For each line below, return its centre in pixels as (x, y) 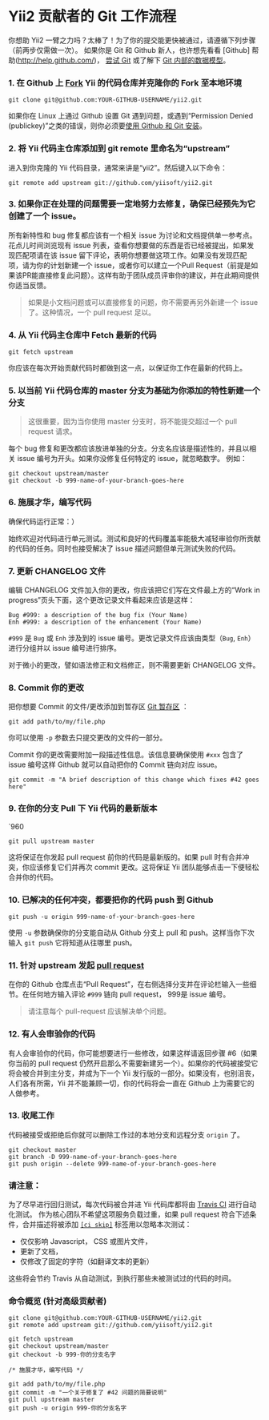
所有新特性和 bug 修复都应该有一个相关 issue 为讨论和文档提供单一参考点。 (132, 235)
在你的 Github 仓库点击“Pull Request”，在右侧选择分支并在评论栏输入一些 (129, 985)
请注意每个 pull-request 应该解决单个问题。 (99, 1011)
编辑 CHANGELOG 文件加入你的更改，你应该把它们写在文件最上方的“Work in (134, 590)
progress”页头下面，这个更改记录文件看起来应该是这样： (102, 600)
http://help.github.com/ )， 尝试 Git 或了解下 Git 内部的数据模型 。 (124, 60)
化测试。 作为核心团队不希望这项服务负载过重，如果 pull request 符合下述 (129, 1214)
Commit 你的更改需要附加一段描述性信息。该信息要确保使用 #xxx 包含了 (126, 755)
